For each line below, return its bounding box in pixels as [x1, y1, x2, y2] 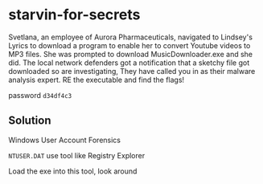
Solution [8, 114, 51, 128]
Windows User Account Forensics [8, 135, 121, 145]
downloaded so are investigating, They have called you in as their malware [8, 66, 256, 76]
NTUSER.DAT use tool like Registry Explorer [8, 150, 146, 160]
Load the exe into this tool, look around [8, 166, 138, 176]
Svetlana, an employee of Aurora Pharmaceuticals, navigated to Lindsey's [8, 32, 253, 42]
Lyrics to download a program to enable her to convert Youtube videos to [8, 40, 251, 50]
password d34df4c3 [8, 90, 72, 100]
